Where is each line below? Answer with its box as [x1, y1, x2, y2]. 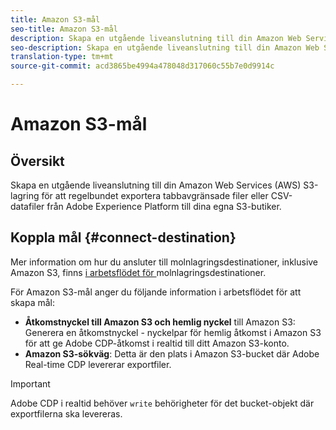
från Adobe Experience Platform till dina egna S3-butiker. [46, 201, 282, 212]
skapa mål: [10, 296, 55, 308]
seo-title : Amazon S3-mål [10, 24, 118, 34]
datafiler [10, 201, 45, 212]
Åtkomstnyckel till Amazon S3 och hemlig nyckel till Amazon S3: [24, 316, 296, 328]
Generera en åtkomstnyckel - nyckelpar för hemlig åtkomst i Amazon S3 [24, 326, 322, 338]
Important [10, 377, 51, 390]
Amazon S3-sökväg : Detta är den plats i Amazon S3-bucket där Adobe [24, 347, 320, 360]
